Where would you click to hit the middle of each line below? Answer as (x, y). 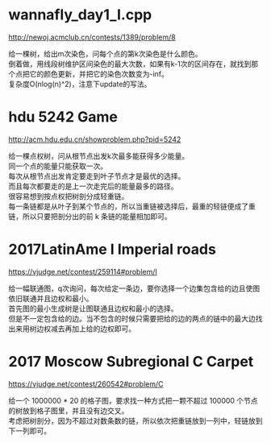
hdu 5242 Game (63, 117)
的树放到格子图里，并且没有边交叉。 (69, 410)
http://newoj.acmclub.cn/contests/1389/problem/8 (92, 37)
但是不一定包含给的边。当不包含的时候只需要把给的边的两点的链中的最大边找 (135, 318)
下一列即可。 (29, 431)
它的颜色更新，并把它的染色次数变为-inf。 (99, 73)
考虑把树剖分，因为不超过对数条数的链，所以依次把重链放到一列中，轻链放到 (135, 420)
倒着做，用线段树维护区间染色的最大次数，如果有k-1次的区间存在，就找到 (130, 64)
